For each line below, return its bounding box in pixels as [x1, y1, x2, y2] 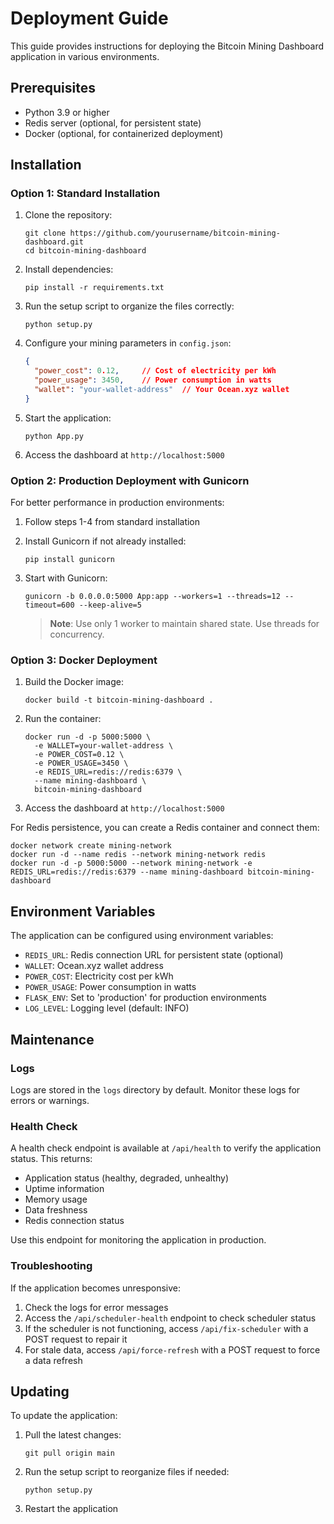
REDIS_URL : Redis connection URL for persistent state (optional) [24, 949, 284, 961]
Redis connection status [24, 1215, 125, 1227]
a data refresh [24, 1354, 83, 1366]
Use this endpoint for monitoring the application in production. [10, 1234, 267, 1246]
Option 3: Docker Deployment [10, 653, 158, 667]
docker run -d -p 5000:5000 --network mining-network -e [10, 858, 253, 869]
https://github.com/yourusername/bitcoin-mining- [69, 228, 281, 239]
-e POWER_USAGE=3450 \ [34, 758, 129, 769]
